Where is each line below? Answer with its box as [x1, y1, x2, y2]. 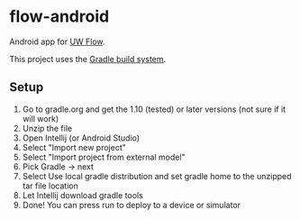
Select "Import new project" [22, 141, 126, 152]
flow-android [9, 6, 110, 27]
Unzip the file [22, 123, 73, 133]
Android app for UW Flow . [9, 36, 105, 47]
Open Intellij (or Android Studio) [22, 132, 141, 143]
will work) [22, 113, 59, 123]
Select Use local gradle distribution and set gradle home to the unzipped [22, 170, 292, 181]
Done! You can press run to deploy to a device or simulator [22, 199, 241, 210]
